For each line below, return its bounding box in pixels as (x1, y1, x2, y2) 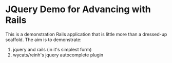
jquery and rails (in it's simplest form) (12, 46, 92, 52)
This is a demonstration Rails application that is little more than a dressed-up (5, 31, 167, 37)
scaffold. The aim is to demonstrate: (5, 37, 82, 43)
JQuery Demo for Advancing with (5, 4, 151, 15)
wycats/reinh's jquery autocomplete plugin (12, 52, 104, 58)
